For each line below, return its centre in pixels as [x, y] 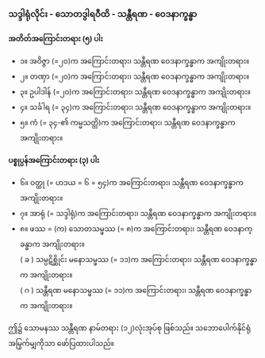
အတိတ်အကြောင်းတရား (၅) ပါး [56, 39]
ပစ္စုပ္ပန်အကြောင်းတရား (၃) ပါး [54, 160]
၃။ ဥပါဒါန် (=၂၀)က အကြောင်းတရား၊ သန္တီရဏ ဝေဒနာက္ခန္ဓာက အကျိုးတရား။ [135, 92]
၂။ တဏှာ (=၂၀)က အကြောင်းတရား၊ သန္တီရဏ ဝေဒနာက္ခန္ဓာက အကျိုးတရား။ [134, 76]
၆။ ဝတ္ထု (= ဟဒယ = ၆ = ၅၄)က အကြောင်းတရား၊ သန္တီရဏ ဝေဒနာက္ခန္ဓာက [132, 183]
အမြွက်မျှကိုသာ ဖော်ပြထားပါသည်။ [61, 344]
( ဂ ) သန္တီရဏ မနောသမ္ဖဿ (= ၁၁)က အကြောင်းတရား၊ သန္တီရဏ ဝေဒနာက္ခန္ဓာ [136, 291]
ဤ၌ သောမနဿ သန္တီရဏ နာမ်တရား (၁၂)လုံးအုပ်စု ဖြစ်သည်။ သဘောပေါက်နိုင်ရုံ [130, 328]
